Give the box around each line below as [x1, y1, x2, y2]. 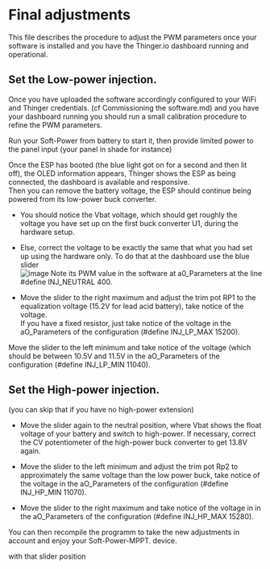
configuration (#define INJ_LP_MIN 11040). [8, 359, 151, 369]
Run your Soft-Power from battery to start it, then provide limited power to [8, 136, 254, 145]
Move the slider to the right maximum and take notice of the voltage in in [19, 503, 262, 513]
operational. [8, 49, 48, 59]
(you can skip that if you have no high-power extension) [8, 404, 195, 414]
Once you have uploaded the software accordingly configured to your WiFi [8, 94, 256, 104]
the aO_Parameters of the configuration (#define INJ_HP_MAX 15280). [19, 511, 254, 521]
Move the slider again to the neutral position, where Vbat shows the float [19, 420, 262, 429]
